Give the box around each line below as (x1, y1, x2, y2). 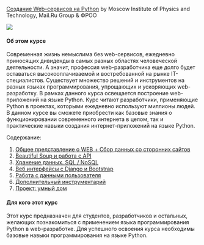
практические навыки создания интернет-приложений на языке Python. (6, 122, 195, 130)
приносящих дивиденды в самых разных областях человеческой (6, 57, 178, 65)
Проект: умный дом (15, 185, 67, 192)
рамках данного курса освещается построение (44, 90, 169, 97)
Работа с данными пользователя (15, 172, 101, 179)
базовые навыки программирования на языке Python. (6, 232, 148, 239)
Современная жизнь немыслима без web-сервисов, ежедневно (6, 51, 175, 58)
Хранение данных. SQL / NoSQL (15, 159, 99, 166)
